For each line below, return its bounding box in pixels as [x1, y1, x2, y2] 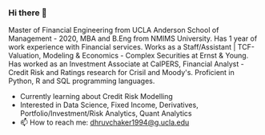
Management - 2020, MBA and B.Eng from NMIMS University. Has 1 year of [8, 34, 258, 43]
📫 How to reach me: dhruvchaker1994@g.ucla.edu [19, 117, 190, 127]
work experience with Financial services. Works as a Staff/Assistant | [8, 42, 236, 52]
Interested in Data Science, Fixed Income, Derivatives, [19, 100, 199, 110]
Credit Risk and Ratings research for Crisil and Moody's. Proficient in [8, 68, 235, 77]
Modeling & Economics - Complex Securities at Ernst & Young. [42, 51, 249, 61]
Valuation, [8, 51, 42, 61]
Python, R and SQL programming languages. [8, 76, 155, 86]
